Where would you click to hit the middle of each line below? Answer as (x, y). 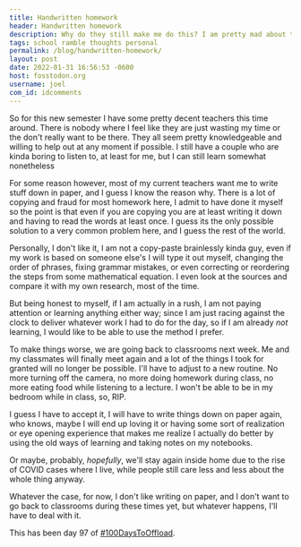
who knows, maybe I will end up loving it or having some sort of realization (147, 423)
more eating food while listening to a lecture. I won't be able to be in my (141, 387)
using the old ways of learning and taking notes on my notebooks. (131, 442)
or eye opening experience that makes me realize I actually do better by (142, 433)
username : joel (38, 84)
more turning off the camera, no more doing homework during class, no (142, 378)
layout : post (34, 59)
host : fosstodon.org (48, 76)
